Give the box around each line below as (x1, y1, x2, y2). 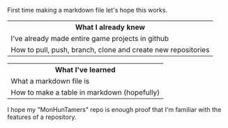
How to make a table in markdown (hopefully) (10, 88, 160, 97)
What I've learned (54, 65, 116, 74)
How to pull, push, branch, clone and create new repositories (10, 45, 210, 54)
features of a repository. (7, 113, 77, 121)
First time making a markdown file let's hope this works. (7, 6, 168, 14)
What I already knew (75, 22, 145, 32)
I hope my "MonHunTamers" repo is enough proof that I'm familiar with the (7, 106, 222, 113)
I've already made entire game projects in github (10, 34, 169, 43)
